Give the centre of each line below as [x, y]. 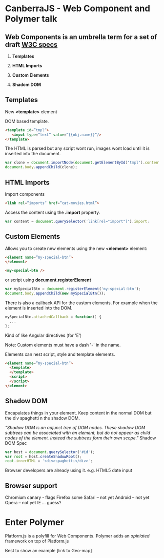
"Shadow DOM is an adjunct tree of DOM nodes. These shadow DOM [75, 427]
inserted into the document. [33, 154]
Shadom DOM [27, 84]
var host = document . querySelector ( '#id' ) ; [50, 452]
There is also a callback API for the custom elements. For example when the [81, 303]
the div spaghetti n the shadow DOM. [42, 418]
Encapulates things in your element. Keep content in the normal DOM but [78, 413]
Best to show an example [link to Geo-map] [49, 550]
